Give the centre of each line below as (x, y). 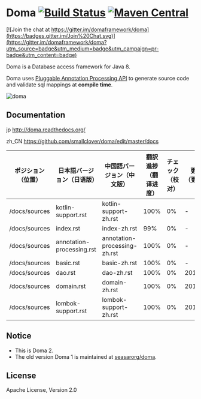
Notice (19, 336)
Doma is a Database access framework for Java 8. (68, 67)
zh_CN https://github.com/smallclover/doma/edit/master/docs (83, 141)
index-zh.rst (120, 228)
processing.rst (76, 249)
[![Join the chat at (28, 29)
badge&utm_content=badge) (42, 55)
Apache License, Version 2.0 (42, 390)
